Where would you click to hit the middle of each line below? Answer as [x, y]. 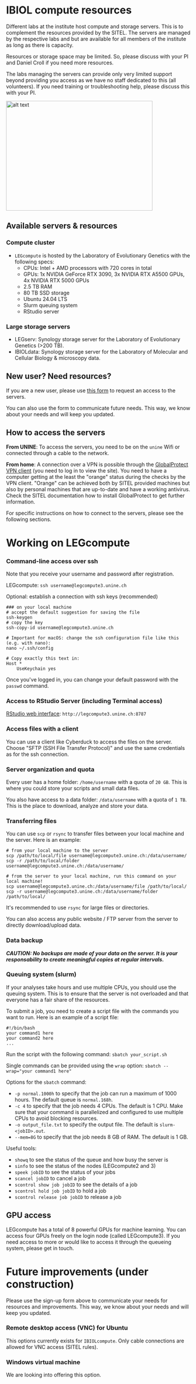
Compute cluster [30, 242]
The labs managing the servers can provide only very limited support [89, 74]
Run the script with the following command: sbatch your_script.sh [87, 1054]
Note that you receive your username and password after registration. [90, 574]
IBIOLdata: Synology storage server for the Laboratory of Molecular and [101, 351]
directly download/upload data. [44, 925]
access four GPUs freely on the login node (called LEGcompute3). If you [93, 1235]
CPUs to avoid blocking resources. [56, 1118]
